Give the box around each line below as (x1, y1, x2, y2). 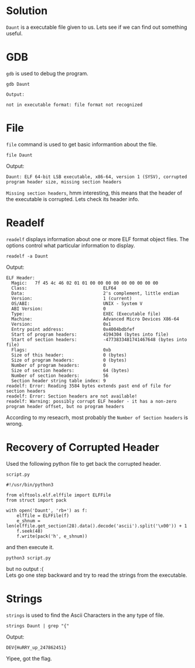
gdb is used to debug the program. (6, 69, 89, 77)
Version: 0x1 (11, 321, 111, 327)
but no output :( (6, 565, 44, 572)
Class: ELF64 (11, 285, 117, 291)
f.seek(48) (16, 528, 43, 534)
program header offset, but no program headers (6, 403, 125, 409)
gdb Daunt (6, 81, 30, 87)
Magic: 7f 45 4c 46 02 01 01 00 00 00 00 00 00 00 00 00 (11, 280, 159, 286)
